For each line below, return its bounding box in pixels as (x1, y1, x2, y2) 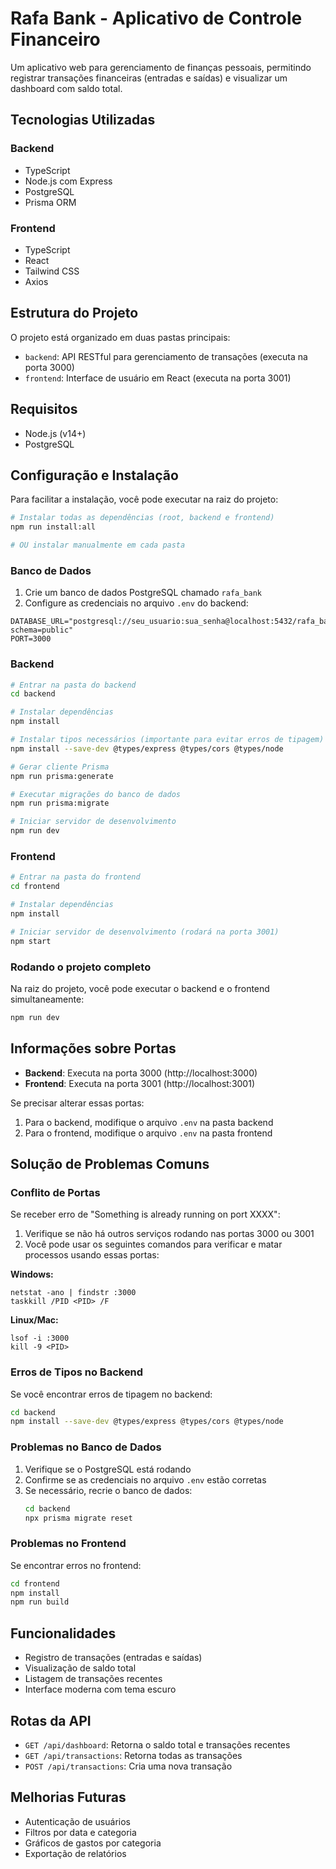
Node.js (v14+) (24, 427, 87, 439)
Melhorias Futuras (10, 1789, 127, 1806)
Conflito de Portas (10, 1185, 101, 1199)
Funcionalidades (10, 1625, 117, 1642)
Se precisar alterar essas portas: (10, 1097, 145, 1109)
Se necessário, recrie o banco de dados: (24, 1484, 193, 1496)
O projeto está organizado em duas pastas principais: (10, 331, 231, 343)
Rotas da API (10, 1712, 92, 1729)
